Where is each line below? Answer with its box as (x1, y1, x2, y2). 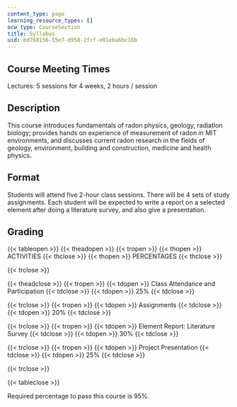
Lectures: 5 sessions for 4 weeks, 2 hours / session (7, 81, 158, 90)
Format (7, 171, 40, 184)
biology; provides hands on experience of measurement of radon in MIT (7, 128, 217, 137)
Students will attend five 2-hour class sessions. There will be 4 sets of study (7, 190, 230, 199)
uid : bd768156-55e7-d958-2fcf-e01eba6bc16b (7, 37, 138, 44)
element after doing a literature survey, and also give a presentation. (7, 205, 207, 214)
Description (7, 102, 60, 114)
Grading (7, 226, 44, 238)
